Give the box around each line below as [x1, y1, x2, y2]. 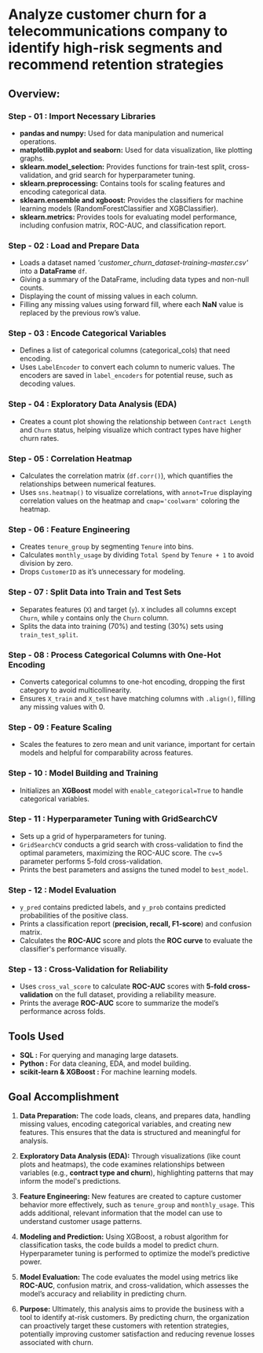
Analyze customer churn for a [8, 6, 207, 24]
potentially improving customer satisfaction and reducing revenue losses [19, 1329, 255, 1339]
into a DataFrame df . [19, 266, 88, 276]
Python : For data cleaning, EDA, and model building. [19, 1059, 192, 1068]
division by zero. [19, 559, 73, 568]
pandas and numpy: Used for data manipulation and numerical [19, 128, 224, 138]
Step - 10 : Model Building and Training [8, 767, 159, 778]
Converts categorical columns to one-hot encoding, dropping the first [19, 677, 246, 686]
